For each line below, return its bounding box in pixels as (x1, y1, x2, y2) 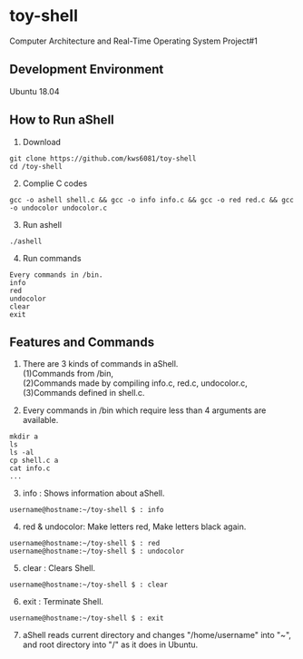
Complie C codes (22, 178, 88, 189)
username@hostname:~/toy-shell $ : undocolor (9, 546, 184, 556)
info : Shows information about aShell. (22, 487, 165, 499)
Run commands (22, 252, 82, 263)
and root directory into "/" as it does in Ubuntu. (22, 639, 199, 650)
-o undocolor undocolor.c (9, 203, 107, 212)
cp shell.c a (9, 456, 59, 466)
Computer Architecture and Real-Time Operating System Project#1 (9, 35, 259, 46)
